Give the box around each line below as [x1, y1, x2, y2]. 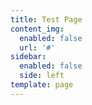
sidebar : [10, 52, 47, 62]
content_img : [10, 24, 65, 34]
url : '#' [19, 42, 56, 53]
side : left [19, 71, 65, 81]
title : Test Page [10, 14, 83, 25]
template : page [10, 80, 74, 90]
